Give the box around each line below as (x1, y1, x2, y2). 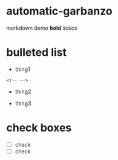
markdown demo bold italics (6, 24, 77, 32)
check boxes (6, 121, 72, 135)
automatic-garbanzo (6, 4, 113, 18)
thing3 (15, 99, 31, 107)
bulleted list (6, 45, 67, 59)
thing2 (15, 88, 31, 95)
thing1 (15, 65, 30, 73)
